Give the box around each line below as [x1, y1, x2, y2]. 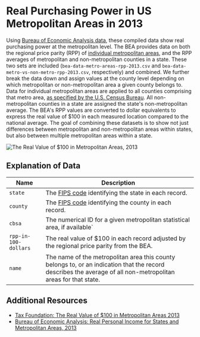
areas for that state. [45, 275, 100, 283]
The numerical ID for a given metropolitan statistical [45, 215, 190, 223]
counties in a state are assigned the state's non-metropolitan [38, 100, 187, 107]
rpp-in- [9, 232, 31, 240]
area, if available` [45, 223, 93, 231]
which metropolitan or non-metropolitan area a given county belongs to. [6, 81, 183, 88]
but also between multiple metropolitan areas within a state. [6, 131, 153, 139]
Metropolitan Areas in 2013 [6, 17, 143, 30]
